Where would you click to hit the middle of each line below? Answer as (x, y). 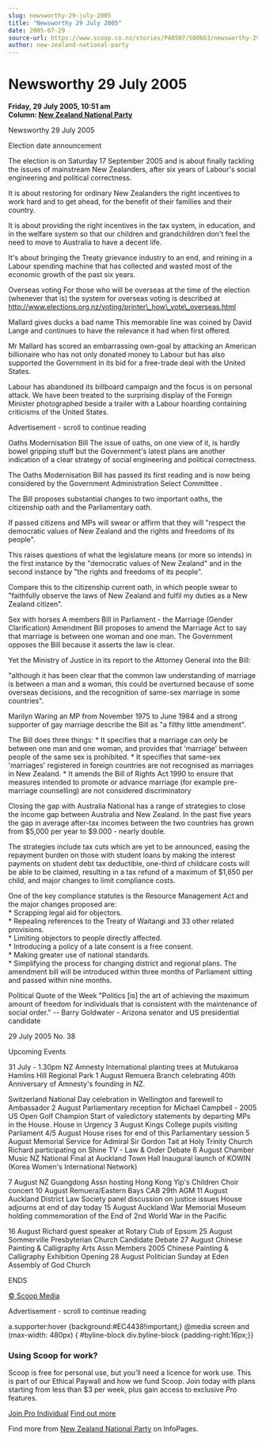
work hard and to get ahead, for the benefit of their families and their (120, 202)
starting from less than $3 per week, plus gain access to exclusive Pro (123, 1389)
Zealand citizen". (36, 604)
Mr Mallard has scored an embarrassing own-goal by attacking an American (132, 346)
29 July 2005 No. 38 (42, 1036)
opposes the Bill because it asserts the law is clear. (91, 645)
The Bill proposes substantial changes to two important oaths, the (116, 499)
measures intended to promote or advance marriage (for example (115, 782)
